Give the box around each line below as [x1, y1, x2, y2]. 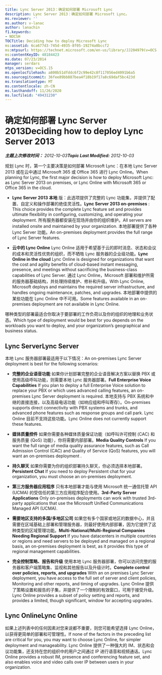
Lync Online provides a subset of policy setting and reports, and [12, 593, 140, 598]
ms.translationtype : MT [5, 79, 53, 84]
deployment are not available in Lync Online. [31, 301, 120, 307]
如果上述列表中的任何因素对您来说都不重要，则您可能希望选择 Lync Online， [5, 625, 157, 631]
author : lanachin [5, 25, 40, 30]
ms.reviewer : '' [5, 16, 38, 21]
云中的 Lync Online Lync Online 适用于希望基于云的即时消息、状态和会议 [12, 245, 157, 251]
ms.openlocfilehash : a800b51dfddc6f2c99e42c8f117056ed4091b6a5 [5, 70, 135, 75]
